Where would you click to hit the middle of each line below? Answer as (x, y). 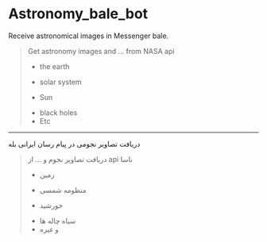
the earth (54, 66)
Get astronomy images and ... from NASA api (101, 51)
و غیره (49, 229)
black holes (58, 113)
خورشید (51, 205)
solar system (60, 82)
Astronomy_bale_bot (78, 14)
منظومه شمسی (63, 190)
